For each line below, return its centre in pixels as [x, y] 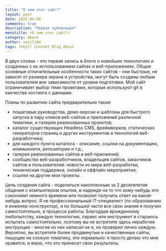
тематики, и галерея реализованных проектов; [62, 122]
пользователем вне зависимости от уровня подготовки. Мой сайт [76, 82]
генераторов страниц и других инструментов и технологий [75, 133]
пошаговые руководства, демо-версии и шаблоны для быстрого [81, 112]
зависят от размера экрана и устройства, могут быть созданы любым [80, 77]
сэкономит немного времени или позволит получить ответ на [71, 195]
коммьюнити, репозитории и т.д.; [48, 149]
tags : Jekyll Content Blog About [40, 47]
